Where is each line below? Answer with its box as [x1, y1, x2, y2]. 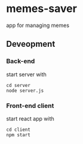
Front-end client [6, 101, 54, 110]
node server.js [6, 88, 44, 94]
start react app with [6, 115, 55, 122]
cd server [6, 82, 31, 88]
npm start [6, 131, 31, 138]
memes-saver [6, 2, 78, 16]
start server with [6, 71, 47, 78]
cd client [6, 127, 31, 133]
